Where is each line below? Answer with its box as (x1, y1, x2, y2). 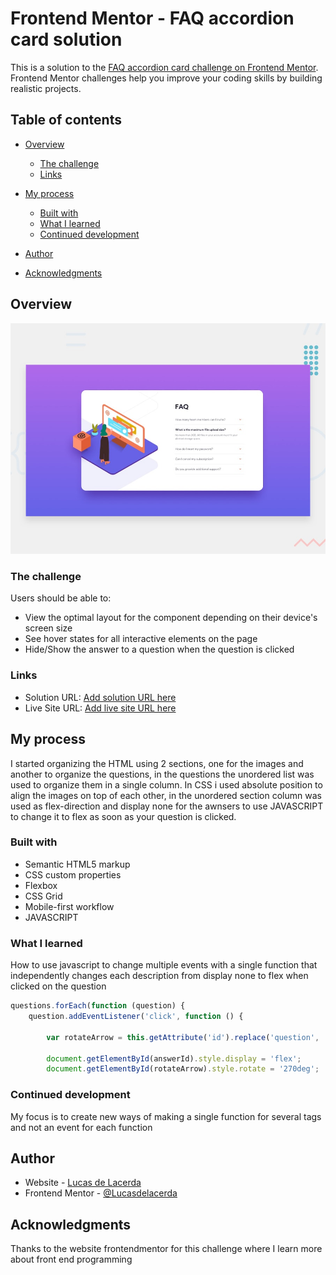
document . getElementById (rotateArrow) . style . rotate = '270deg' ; (46, 1064, 320, 1074)
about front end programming (10, 1253, 133, 1266)
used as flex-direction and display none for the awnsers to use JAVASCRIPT (10, 800, 324, 812)
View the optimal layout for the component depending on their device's (24, 612, 318, 624)
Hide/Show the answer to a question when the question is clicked (24, 643, 295, 656)
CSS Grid (24, 890, 63, 902)
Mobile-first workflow (24, 900, 115, 912)
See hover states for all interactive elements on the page (24, 633, 258, 645)
